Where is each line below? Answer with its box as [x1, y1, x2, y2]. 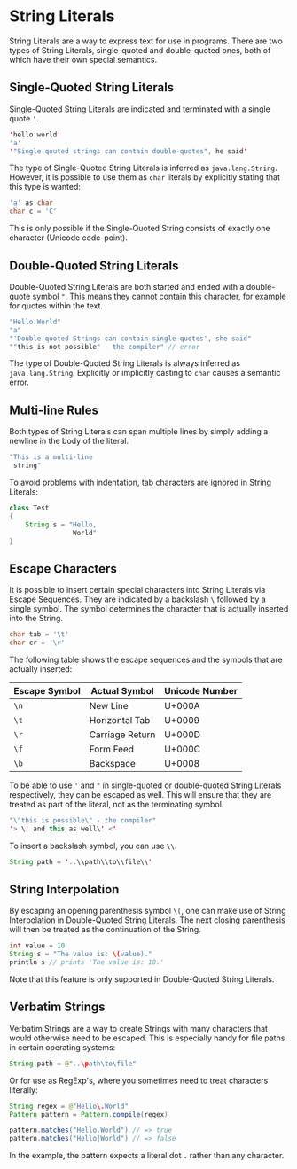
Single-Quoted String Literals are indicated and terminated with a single [9, 104, 270, 114]
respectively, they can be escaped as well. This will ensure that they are [9, 789, 272, 799]
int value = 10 [9, 941, 66, 950]
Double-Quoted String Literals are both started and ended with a [9, 281, 245, 292]
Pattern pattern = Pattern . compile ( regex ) [9, 1110, 168, 1118]
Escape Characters [9, 561, 117, 576]
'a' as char [9, 199, 53, 207]
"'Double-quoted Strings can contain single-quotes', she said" [9, 334, 252, 343]
